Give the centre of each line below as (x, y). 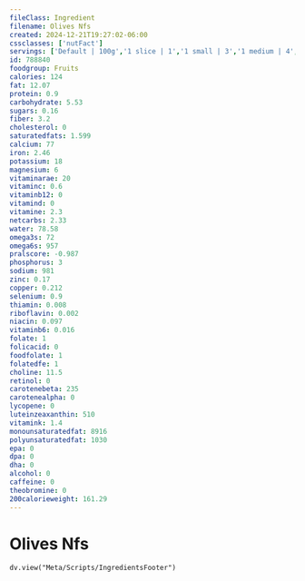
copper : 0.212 (36, 288)
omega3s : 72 (32, 237)
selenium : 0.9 (36, 296)
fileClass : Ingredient (52, 18)
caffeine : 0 (32, 482)
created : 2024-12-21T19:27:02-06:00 (79, 34)
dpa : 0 (22, 457)
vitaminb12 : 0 (36, 195)
